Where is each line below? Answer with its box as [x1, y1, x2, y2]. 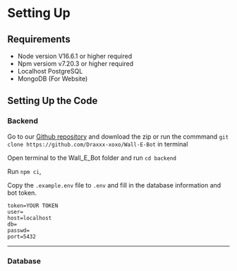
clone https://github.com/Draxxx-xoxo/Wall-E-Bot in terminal [7, 139, 188, 148]
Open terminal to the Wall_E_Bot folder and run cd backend [7, 154, 177, 162]
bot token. [7, 188, 37, 197]
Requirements [7, 33, 71, 45]
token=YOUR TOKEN [7, 202, 59, 209]
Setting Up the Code [7, 95, 98, 107]
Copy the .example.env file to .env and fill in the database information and [7, 180, 221, 189]
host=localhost [7, 214, 52, 221]
